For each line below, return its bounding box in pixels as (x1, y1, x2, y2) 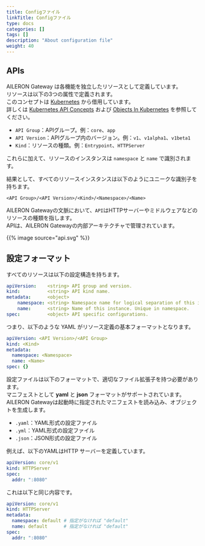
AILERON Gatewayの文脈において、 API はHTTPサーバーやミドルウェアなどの (6, 206, 198, 214)
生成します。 (16, 406, 49, 413)
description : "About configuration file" (6, 37, 113, 43)
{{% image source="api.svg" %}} (6, 234, 90, 242)
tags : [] (6, 32, 29, 38)
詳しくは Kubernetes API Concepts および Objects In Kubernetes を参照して (6, 105, 197, 113)
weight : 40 (6, 43, 34, 50)
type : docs (6, 20, 34, 26)
